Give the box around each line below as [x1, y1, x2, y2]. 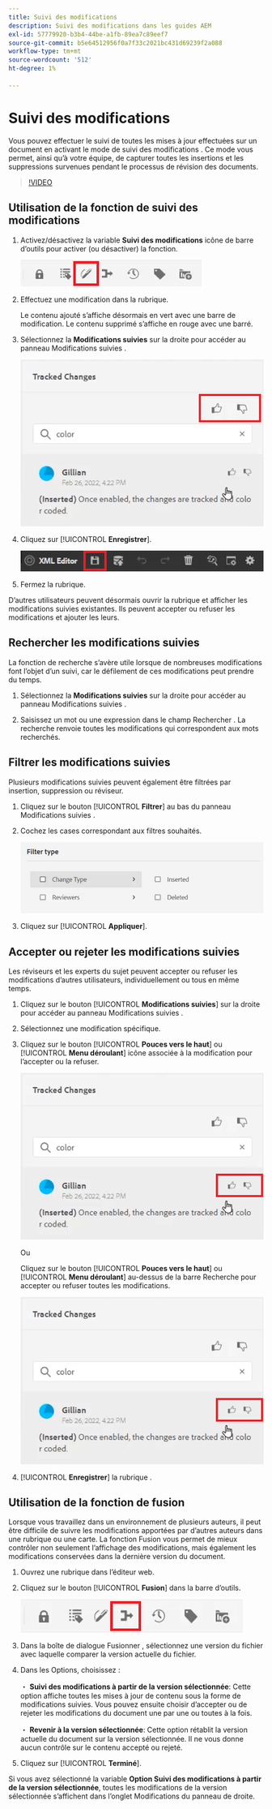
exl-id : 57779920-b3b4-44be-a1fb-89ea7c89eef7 [8, 30, 168, 38]
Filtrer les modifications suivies [8, 755, 171, 770]
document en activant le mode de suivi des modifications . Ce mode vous [8, 144, 253, 154]
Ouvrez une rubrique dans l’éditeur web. [19, 1567, 155, 1577]
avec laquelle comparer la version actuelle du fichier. [19, 1649, 197, 1659]
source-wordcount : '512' [8, 56, 92, 64]
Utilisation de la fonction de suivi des [8, 201, 198, 215]
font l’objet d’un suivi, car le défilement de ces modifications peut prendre [8, 666, 255, 676]
